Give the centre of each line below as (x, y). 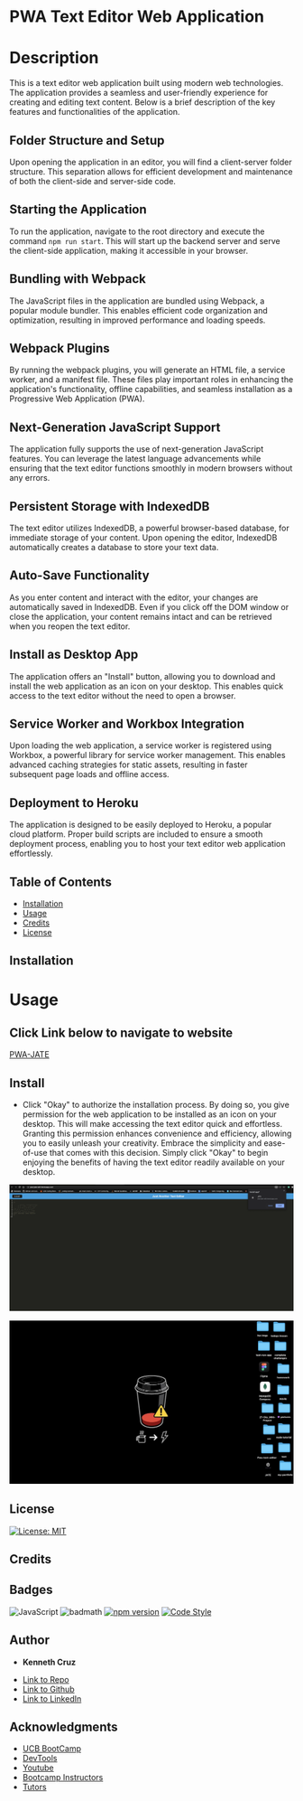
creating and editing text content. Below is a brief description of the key (142, 102)
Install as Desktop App (74, 655)
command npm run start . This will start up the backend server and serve (145, 240)
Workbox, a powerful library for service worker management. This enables (147, 755)
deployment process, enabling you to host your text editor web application (147, 844)
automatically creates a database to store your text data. (114, 547)
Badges (31, 1590)
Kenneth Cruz (49, 1662)
